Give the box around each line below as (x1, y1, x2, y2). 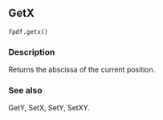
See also (8, 85, 43, 96)
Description (8, 46, 55, 57)
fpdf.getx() (8, 27, 48, 35)
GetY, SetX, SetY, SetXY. (8, 103, 91, 113)
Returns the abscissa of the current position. (8, 64, 156, 75)
